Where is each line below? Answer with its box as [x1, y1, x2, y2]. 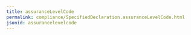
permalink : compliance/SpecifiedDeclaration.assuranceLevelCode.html [6, 14, 186, 20]
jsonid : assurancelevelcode [6, 20, 77, 26]
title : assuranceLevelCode [6, 8, 74, 15]
